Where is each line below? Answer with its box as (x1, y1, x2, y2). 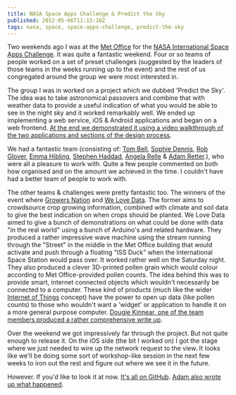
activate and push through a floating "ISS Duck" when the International (7, 248, 213, 257)
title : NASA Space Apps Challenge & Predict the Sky (7, 10, 166, 18)
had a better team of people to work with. (7, 175, 128, 183)
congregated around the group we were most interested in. (7, 73, 179, 81)
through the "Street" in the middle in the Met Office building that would (7, 241, 213, 249)
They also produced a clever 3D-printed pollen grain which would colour (7, 263, 218, 272)
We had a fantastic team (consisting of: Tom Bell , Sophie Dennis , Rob (7, 145, 209, 153)
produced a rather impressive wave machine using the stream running (7, 233, 211, 242)
